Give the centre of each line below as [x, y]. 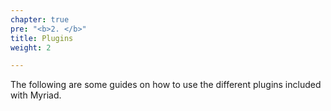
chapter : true [40, 19]
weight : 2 [31, 47]
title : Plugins [42, 38]
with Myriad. [36, 95]
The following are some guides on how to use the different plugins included [166, 85]
